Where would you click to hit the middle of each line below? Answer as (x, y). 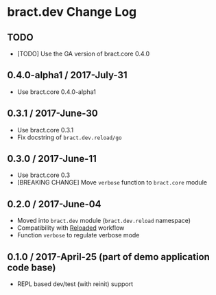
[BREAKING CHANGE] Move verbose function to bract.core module (112, 182)
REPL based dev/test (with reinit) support (75, 284)
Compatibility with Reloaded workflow (71, 228)
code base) (32, 267)
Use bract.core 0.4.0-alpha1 (56, 92)
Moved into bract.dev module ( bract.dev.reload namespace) (104, 221)
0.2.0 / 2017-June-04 (54, 204)
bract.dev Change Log (72, 12)
